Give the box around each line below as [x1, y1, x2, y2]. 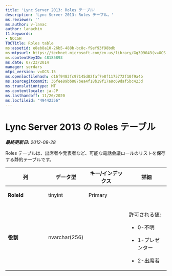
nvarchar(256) [48, 234, 84, 241]
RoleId [8, 192, 24, 199]
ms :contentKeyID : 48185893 [5, 55, 63, 60]
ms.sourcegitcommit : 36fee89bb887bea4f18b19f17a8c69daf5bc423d [5, 79, 143, 84]
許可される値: [128, 211, 161, 218]
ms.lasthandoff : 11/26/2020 [5, 93, 66, 98]
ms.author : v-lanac [5, 21, 47, 27]
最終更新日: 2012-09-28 [5, 139, 56, 146]
